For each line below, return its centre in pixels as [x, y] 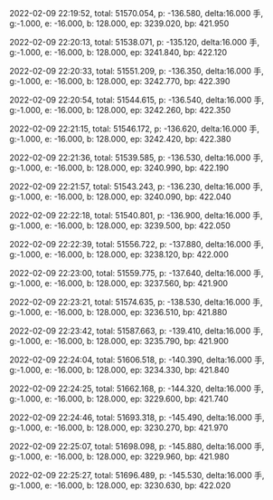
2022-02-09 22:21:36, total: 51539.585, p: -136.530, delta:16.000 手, [136, 158]
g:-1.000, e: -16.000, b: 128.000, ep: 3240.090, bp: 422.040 [121, 197]
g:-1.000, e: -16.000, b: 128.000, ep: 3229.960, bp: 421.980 [119, 457]
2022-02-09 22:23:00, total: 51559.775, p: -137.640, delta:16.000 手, [136, 273]
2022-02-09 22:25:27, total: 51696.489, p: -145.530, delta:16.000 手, [137, 475]
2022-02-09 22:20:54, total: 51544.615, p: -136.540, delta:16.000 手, [137, 100]
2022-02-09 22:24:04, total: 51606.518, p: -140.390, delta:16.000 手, [137, 360]
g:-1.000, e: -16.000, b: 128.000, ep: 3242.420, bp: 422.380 [121, 139]
